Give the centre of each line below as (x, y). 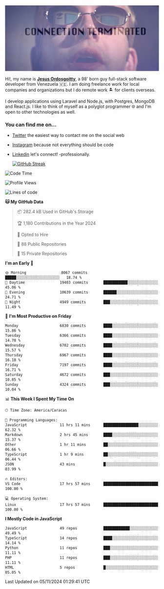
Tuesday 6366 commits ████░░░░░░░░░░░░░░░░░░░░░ (82, 336)
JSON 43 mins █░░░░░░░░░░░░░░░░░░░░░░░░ (82, 464)
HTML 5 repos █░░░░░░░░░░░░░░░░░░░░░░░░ (82, 568)
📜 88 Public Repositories (42, 244)
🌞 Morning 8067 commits (46, 273)
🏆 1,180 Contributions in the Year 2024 (56, 223)
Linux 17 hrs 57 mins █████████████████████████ (82, 505)
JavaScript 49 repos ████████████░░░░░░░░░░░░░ (82, 528)
